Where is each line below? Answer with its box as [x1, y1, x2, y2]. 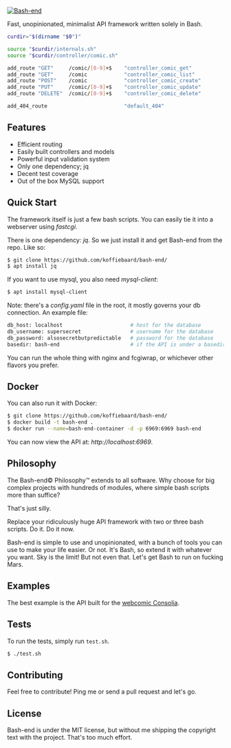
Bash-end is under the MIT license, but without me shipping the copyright [7, 726, 217, 734]
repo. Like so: [7, 243, 46, 251]
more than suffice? [7, 491, 60, 499]
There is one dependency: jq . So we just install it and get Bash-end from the [7, 235, 223, 244]
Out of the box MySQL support [16, 177, 104, 185]
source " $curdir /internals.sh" [7, 46, 97, 52]
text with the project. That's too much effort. [7, 734, 133, 741]
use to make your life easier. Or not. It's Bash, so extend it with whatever [7, 545, 212, 553]
